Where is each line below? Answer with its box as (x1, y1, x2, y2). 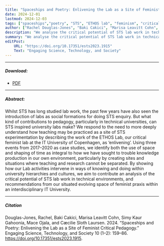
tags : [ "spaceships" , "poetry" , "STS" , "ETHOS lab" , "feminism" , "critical (5, 21, 161, 26)
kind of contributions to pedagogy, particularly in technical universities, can (5, 119, 157, 125)
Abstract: (5, 96, 25, 102)
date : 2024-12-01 (5, 12, 41, 17)
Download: (5, 68, 28, 74)
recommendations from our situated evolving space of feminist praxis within (5, 181, 158, 187)
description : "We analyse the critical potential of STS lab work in (5, 30, 150, 35)
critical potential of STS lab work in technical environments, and (5, 176, 133, 182)
